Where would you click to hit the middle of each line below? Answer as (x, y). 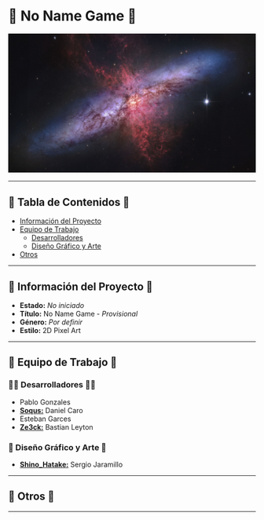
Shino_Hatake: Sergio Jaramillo (71, 465)
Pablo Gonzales (45, 402)
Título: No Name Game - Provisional (79, 314)
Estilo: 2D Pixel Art (50, 331)
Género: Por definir (51, 322)
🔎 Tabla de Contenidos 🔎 (69, 202)
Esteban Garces (45, 419)
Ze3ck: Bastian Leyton (56, 427)
